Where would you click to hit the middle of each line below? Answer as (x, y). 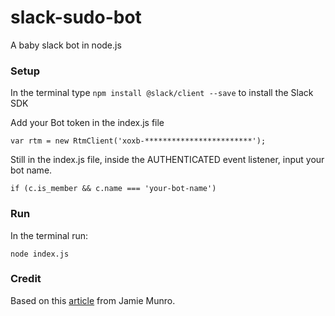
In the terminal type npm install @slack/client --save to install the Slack (162, 93)
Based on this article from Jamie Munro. (93, 300)
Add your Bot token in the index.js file (87, 123)
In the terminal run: (49, 235)
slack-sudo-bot (76, 17)
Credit (26, 279)
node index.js (40, 254)
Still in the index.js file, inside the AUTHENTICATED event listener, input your (167, 160)
